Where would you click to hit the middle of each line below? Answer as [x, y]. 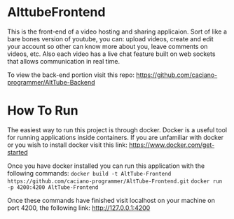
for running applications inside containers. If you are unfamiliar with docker [116, 137]
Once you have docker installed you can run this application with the [106, 166]
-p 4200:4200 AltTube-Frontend [53, 187]
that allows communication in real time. [64, 61]
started [18, 152]
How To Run [43, 111]
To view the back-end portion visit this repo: [71, 75]
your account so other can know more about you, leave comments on [108, 46]
